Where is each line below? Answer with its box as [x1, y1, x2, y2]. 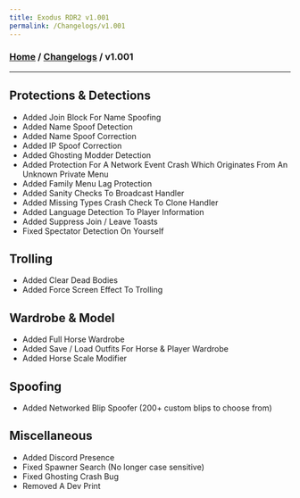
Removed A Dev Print [21, 480, 101, 491]
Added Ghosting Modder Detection [21, 149, 152, 161]
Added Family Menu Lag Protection [21, 178, 153, 188]
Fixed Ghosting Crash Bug [21, 470, 119, 482]
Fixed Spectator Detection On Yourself [21, 225, 164, 237]
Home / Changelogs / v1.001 [9, 51, 134, 63]
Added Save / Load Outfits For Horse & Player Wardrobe [21, 344, 229, 354]
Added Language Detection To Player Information [21, 206, 204, 217]
